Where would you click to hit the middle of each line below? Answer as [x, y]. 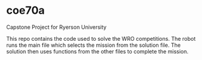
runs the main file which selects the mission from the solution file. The [93, 45]
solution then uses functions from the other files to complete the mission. [97, 51]
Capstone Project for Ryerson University [57, 27]
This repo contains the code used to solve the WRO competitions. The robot [101, 38]
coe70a [26, 10]
